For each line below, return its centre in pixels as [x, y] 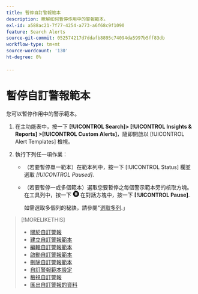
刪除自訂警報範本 [51, 262]
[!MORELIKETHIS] [43, 219]
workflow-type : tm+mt [33, 44]
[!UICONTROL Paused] [64, 174]
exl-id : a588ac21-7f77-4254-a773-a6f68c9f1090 [65, 25]
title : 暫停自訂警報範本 [34, 13]
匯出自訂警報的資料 [54, 284]
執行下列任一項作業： [41, 154]
